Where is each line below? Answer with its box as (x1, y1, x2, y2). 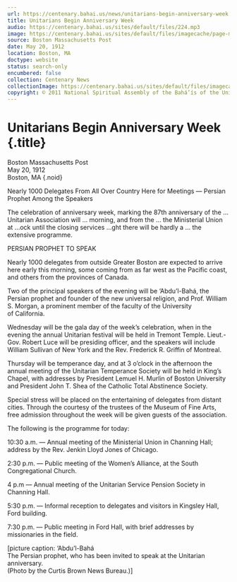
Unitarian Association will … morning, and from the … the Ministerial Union (7, 216, 224, 224)
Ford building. (7, 509, 48, 518)
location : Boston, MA (7, 50, 71, 57)
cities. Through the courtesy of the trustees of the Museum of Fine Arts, (7, 403, 217, 412)
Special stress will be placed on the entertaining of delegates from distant (7, 395, 222, 404)
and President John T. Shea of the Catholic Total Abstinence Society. (7, 382, 208, 390)
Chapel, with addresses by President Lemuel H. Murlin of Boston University (7, 374, 226, 383)
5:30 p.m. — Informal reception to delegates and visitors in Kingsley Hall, (7, 501, 219, 510)
